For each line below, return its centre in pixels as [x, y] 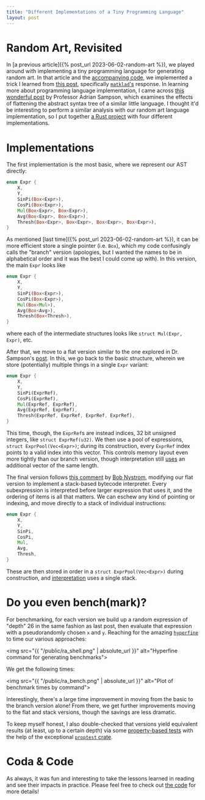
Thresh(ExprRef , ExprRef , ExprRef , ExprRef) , [76, 416]
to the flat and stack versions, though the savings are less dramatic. [92, 712]
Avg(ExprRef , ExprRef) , [48, 410]
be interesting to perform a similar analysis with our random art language [98, 110]
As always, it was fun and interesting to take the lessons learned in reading [100, 778]
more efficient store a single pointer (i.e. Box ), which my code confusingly [99, 246]
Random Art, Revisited [64, 48]
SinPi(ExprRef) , [38, 393]
